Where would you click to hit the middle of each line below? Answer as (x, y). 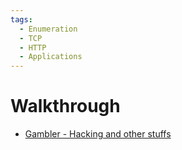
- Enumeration (48, 29)
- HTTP (33, 47)
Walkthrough (65, 106)
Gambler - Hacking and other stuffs (98, 134)
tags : (21, 19)
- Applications (51, 57)
